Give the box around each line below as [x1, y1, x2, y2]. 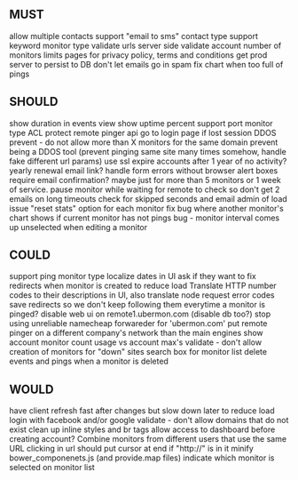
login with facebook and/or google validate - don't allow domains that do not [9, 415, 289, 426]
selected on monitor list [9, 462, 95, 473]
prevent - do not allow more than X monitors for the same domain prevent [9, 137, 278, 148]
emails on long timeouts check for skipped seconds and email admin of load [9, 193, 288, 204]
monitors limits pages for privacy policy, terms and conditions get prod [9, 49, 268, 60]
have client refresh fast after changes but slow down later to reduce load [9, 405, 275, 416]
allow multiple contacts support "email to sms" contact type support [9, 30, 259, 41]
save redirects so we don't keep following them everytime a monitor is [9, 300, 266, 310]
